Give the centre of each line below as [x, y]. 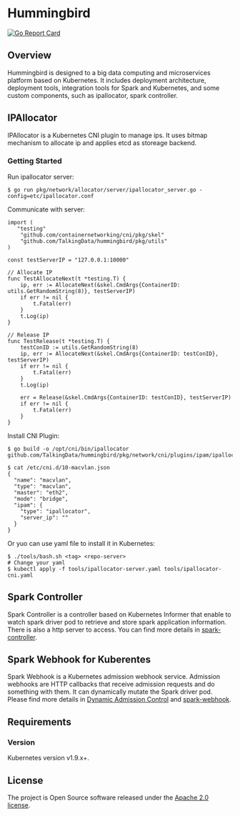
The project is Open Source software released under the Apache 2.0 [108, 797]
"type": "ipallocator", [56, 511]
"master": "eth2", [41, 492]
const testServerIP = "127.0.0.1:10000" [69, 260]
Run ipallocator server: [41, 176]
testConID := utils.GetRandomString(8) [80, 347]
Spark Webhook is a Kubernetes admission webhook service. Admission [114, 677]
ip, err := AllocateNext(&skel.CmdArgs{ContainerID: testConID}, [120, 354]
